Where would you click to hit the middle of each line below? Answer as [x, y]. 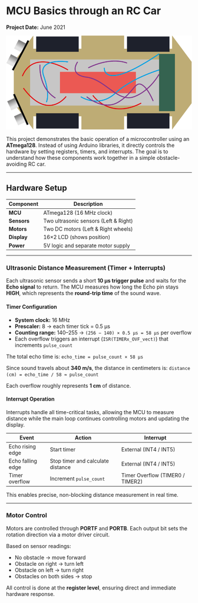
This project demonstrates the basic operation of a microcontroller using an [98, 139]
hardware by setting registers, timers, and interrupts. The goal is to [87, 152]
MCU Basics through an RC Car [84, 11]
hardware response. [30, 594]
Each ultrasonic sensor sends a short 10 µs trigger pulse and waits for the [96, 281]
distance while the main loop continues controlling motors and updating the [98, 418]
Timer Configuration [32, 307]
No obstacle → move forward [50, 557]
